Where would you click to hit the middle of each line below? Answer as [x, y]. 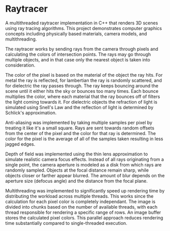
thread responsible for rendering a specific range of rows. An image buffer [83, 212]
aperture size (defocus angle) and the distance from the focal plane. [77, 181]
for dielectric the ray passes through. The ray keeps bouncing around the [82, 86]
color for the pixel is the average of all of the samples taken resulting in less [84, 139]
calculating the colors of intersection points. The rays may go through [78, 54]
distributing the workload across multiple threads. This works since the [79, 196]
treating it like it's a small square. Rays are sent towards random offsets [80, 128]
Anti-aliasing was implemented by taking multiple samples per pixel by [79, 122]
